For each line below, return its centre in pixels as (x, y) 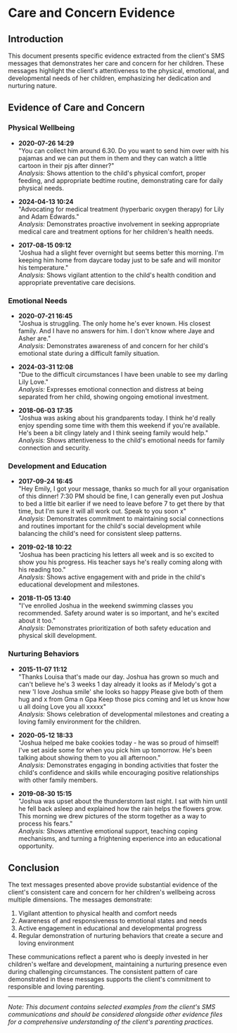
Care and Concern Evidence (91, 13)
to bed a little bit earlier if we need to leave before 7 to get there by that (121, 503)
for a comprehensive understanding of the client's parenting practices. (111, 1022)
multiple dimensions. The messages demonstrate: (80, 900)
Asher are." (34, 338)
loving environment (46, 943)
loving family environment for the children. (79, 721)
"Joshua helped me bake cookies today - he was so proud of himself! (118, 743)
